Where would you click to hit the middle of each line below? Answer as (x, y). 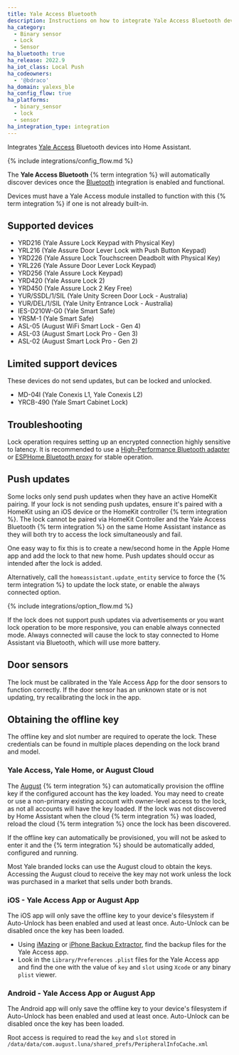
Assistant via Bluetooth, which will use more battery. (84, 643)
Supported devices (51, 225)
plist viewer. (37, 975)
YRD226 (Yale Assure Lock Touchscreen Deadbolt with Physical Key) (119, 258)
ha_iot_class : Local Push (46, 67)
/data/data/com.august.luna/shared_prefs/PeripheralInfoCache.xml (108, 1044)
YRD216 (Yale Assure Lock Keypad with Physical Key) (96, 243)
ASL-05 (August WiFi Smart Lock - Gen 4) (79, 326)
